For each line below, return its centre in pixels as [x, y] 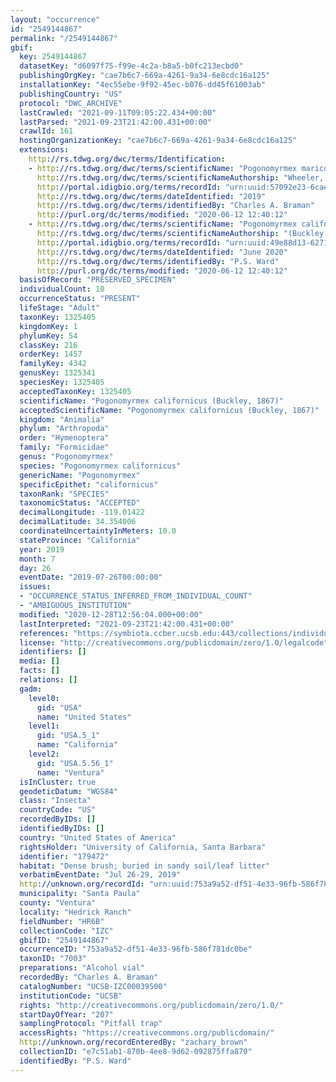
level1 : [44, 726]
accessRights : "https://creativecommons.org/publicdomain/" [147, 1033]
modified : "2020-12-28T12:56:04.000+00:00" [111, 614]
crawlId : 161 [46, 131]
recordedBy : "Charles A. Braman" [89, 977]
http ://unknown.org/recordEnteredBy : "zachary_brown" [133, 1042]
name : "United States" [84, 717]
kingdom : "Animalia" [62, 419]
